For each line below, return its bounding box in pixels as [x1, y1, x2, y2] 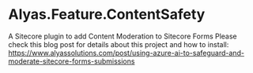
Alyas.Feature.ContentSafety [8, 5, 206, 24]
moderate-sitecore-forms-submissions [8, 57, 135, 66]
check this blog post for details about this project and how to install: [8, 39, 229, 49]
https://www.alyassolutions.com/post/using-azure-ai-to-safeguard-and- [8, 48, 245, 57]
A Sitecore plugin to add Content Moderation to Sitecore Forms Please [8, 31, 237, 41]
